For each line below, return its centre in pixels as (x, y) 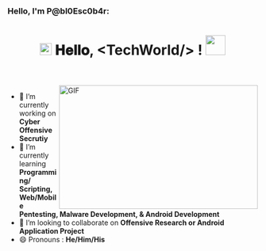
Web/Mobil (38, 197)
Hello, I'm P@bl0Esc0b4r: (58, 11)
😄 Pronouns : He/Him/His (62, 239)
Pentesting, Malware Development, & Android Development (119, 214)
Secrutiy (33, 138)
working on (37, 113)
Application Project (52, 230)
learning (33, 163)
